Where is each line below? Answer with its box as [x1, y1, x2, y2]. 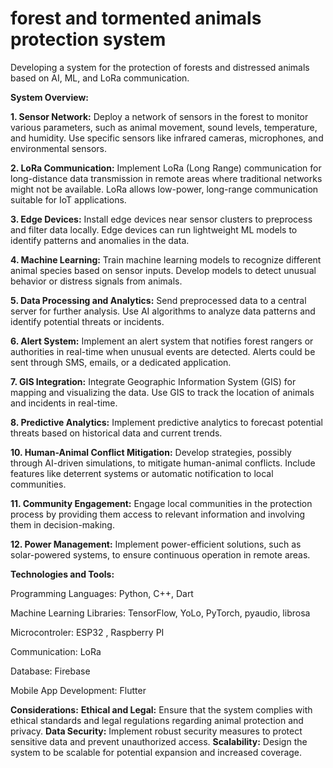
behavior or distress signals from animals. [10, 275, 183, 287]
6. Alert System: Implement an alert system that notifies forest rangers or [10, 335, 314, 347]
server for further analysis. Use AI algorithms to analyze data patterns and [10, 305, 316, 317]
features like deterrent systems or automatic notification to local [10, 467, 274, 479]
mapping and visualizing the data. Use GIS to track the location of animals [10, 386, 315, 398]
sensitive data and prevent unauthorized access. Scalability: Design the [10, 735, 308, 747]
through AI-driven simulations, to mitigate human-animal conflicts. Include [10, 457, 316, 469]
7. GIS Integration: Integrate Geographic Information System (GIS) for [10, 375, 297, 387]
